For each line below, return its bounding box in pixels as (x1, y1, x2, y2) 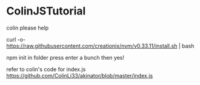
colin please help (6, 24, 49, 31)
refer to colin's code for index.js (6, 65, 86, 73)
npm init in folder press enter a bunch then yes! (6, 54, 124, 61)
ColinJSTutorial (6, 4, 86, 18)
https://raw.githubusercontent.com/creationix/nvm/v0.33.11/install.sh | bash (6, 42, 195, 49)
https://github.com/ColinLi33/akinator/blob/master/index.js (6, 72, 153, 79)
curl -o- (6, 36, 26, 43)
